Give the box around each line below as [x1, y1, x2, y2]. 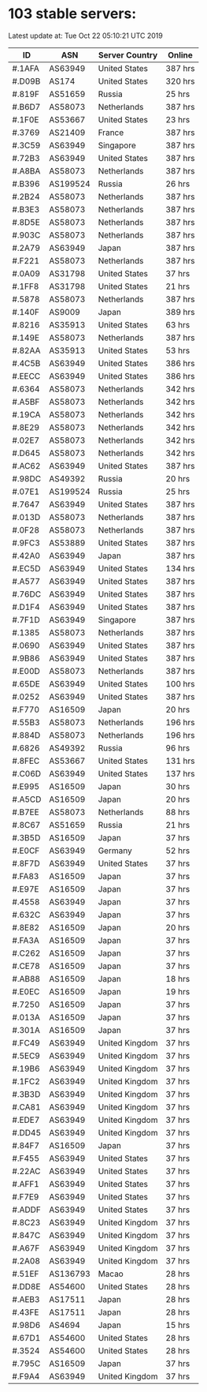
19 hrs [164, 986, 190, 997]
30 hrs [164, 780, 190, 791]
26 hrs [164, 178, 190, 189]
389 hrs [164, 306, 195, 317]
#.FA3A [12, 934, 39, 945]
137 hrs [164, 768, 195, 779]
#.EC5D [12, 563, 41, 574]
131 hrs [164, 755, 195, 766]
